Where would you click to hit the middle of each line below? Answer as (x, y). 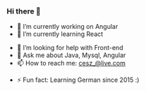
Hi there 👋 (24, 11)
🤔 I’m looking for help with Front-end (70, 48)
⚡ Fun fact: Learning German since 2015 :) (78, 80)
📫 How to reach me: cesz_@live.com (71, 63)
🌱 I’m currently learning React (60, 34)
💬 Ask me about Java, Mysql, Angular (71, 55)
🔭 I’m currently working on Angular (67, 27)
